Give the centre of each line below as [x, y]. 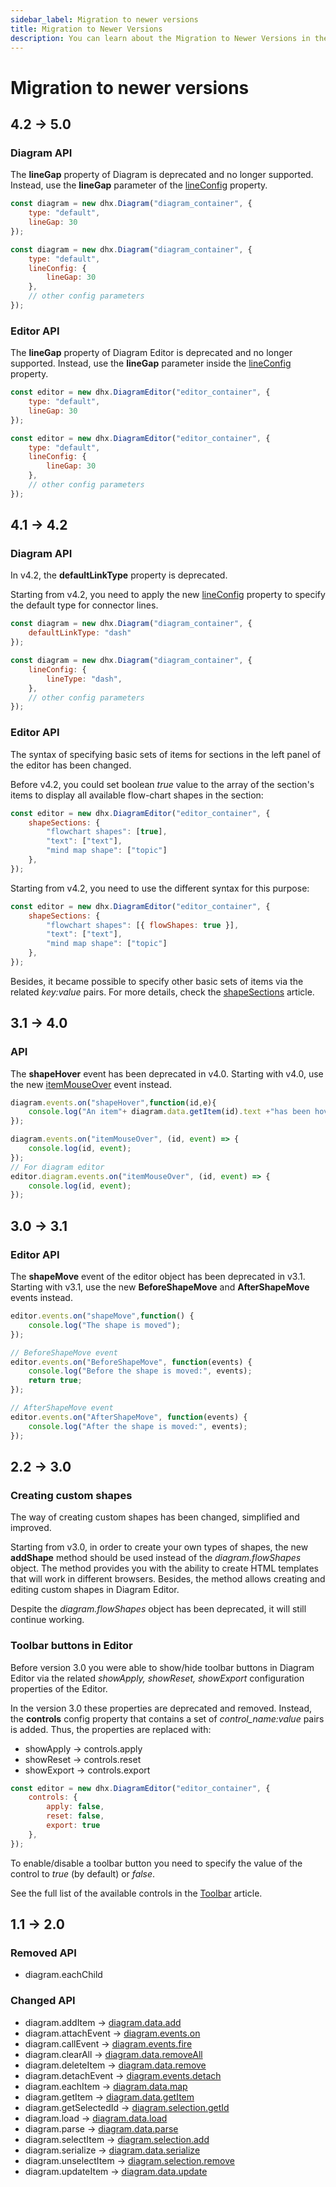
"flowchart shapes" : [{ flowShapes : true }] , [143, 925]
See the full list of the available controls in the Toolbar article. [136, 1893]
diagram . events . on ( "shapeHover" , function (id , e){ [113, 1102]
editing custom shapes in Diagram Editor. [95, 1590]
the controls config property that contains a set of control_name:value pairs [167, 1718]
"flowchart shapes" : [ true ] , [107, 832]
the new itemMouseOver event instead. [91, 1084]
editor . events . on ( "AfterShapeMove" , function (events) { [129, 1417]
